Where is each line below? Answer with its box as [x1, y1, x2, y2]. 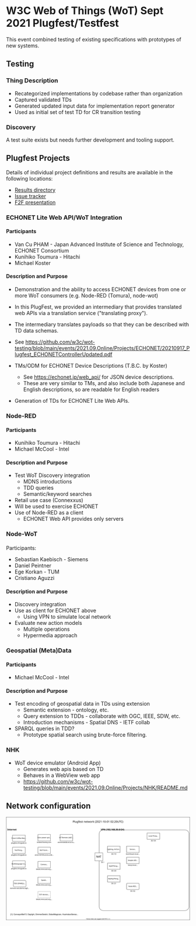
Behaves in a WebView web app [23, 772, 100, 779]
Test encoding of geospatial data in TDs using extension [14, 700, 150, 707]
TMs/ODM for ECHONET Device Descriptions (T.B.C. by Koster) [14, 362, 167, 369]
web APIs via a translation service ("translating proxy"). [14, 310, 148, 317]
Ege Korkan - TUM [14, 568, 60, 575]
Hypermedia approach [23, 632, 78, 639]
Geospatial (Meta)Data [6, 647, 72, 655]
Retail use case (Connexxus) [14, 497, 83, 504]
